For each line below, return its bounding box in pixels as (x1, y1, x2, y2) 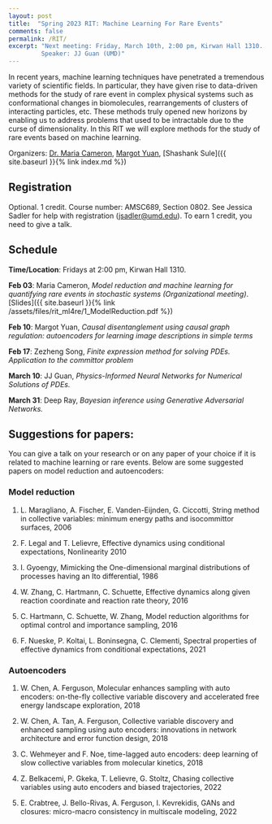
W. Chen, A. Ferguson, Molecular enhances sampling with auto (19, 683, 231, 693)
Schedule (8, 243, 58, 257)
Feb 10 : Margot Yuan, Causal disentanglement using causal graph (8, 322, 230, 332)
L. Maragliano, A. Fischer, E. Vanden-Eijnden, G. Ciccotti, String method (19, 505, 260, 515)
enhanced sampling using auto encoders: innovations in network (19, 725, 237, 735)
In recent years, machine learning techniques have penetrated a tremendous (8, 72, 265, 81)
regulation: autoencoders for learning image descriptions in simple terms (8, 330, 253, 340)
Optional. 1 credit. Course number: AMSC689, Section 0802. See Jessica (8, 202, 253, 211)
